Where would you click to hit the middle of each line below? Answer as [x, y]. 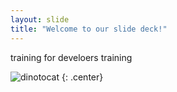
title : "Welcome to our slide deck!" [89, 29]
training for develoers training [71, 57]
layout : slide [40, 19]
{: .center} [82, 77]
